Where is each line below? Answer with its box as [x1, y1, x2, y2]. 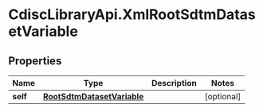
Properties [8, 54, 62, 68]
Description [151, 78, 197, 88]
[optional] [204, 91, 241, 102]
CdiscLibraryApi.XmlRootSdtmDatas [8, 6, 257, 24]
